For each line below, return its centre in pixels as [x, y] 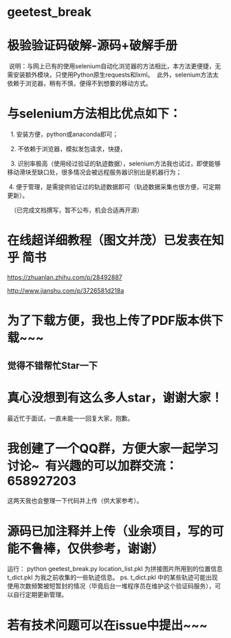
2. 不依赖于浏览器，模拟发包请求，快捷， [68, 149]
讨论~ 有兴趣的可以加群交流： [92, 466]
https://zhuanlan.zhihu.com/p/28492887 [65, 277]
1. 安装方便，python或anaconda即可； [64, 134]
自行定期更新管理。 [40, 595]
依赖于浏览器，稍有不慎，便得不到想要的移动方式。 [79, 83]
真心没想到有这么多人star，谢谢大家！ [115, 398]
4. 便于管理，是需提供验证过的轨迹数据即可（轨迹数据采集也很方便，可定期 [115, 187]
